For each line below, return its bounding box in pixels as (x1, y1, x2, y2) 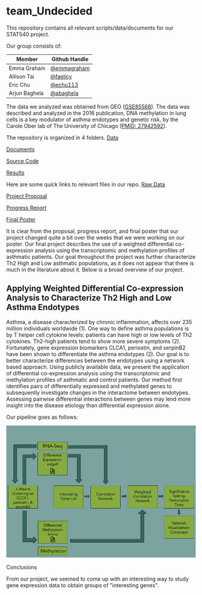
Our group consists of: (6, 42, 62, 49)
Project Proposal (6, 192, 47, 200)
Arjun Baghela (8, 89, 44, 97)
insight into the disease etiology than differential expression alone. (6, 401, 171, 409)
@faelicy (50, 72, 72, 80)
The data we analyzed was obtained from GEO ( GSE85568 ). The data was (6, 103, 190, 110)
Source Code (6, 157, 39, 164)
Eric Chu (8, 81, 30, 89)
